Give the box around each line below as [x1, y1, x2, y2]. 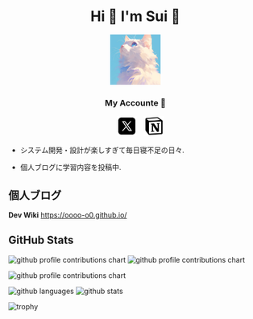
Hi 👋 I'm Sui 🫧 [89, 7, 181, 26]
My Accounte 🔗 [104, 97, 167, 108]
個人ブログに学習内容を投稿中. [19, 163, 122, 172]
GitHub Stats [8, 234, 74, 247]
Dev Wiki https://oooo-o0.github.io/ [8, 210, 127, 220]
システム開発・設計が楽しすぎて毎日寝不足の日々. [19, 145, 185, 155]
